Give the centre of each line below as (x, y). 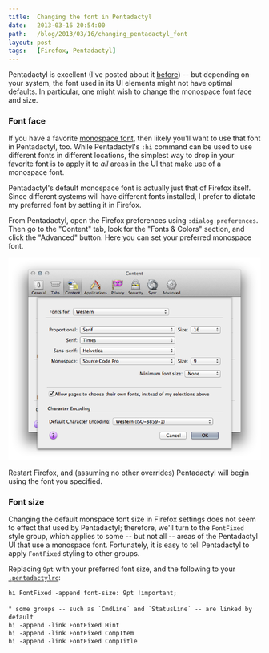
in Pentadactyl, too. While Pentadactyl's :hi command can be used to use (130, 147)
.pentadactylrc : (35, 577)
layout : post (30, 43)
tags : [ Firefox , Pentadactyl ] (62, 51)
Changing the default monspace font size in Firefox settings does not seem (132, 519)
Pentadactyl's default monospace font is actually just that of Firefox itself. (129, 188)
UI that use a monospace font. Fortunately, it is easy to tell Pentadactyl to (129, 545)
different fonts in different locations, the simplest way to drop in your (121, 156)
